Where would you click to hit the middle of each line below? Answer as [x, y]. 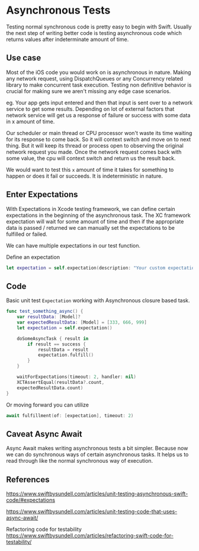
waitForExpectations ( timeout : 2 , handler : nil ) [76, 377]
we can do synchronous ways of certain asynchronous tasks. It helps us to [97, 454]
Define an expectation [33, 257]
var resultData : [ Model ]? [49, 317]
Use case [24, 58]
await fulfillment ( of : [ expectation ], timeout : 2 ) [70, 415]
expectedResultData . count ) [50, 388]
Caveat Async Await [44, 434]
